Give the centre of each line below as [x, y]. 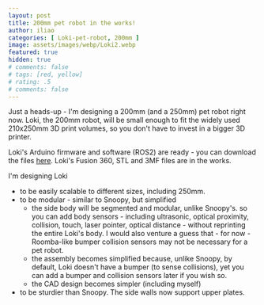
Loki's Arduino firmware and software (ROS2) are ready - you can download [132, 152]
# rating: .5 [30, 82]
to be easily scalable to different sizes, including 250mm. [112, 192]
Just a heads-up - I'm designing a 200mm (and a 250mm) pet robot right [127, 112]
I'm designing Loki [38, 176]
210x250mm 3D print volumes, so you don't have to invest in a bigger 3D [127, 128]
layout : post [30, 15]
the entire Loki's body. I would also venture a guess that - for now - [141, 234]
